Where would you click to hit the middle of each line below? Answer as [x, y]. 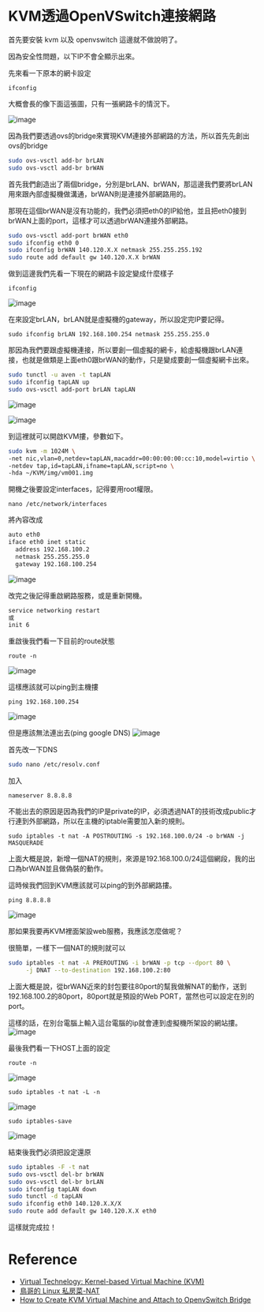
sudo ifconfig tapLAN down [52, 1189]
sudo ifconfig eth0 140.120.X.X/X [65, 1204]
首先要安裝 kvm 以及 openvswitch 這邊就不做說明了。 [95, 39]
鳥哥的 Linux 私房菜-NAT [59, 1291]
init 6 [19, 625]
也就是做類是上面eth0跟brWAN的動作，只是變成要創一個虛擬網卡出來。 [138, 360]
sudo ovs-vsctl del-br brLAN [56, 1182]
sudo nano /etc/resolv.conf [54, 765]
